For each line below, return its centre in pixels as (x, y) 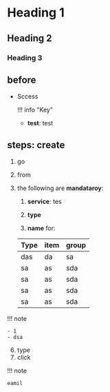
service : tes (44, 202)
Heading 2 (30, 38)
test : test (40, 123)
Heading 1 (36, 13)
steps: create (36, 145)
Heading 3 (25, 58)
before (22, 80)
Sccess (27, 96)
